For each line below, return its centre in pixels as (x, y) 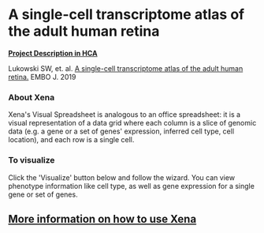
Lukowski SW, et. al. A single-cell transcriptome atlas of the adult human (126, 68)
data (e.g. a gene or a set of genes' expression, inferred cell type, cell (121, 131)
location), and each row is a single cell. (71, 140)
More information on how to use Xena (102, 219)
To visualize (32, 160)
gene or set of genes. (43, 194)
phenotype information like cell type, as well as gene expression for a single (131, 186)
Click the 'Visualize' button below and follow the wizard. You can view (121, 177)
